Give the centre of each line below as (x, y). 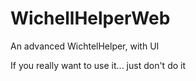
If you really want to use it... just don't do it (98, 65)
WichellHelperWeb (90, 18)
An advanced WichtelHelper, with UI (85, 46)
